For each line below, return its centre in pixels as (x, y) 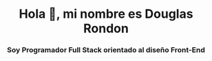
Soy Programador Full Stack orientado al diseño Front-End (106, 50)
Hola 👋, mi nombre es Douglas (106, 14)
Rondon (106, 28)
